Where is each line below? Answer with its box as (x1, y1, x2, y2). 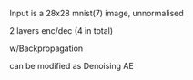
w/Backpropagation (9, 43, 84, 54)
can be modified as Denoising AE (9, 61, 134, 71)
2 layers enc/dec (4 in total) (9, 25, 114, 35)
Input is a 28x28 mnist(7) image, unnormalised (9, 8, 184, 18)
